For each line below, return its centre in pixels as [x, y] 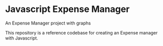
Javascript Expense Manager [67, 9]
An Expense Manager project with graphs [48, 23]
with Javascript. [22, 38]
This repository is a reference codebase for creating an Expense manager [81, 32]
